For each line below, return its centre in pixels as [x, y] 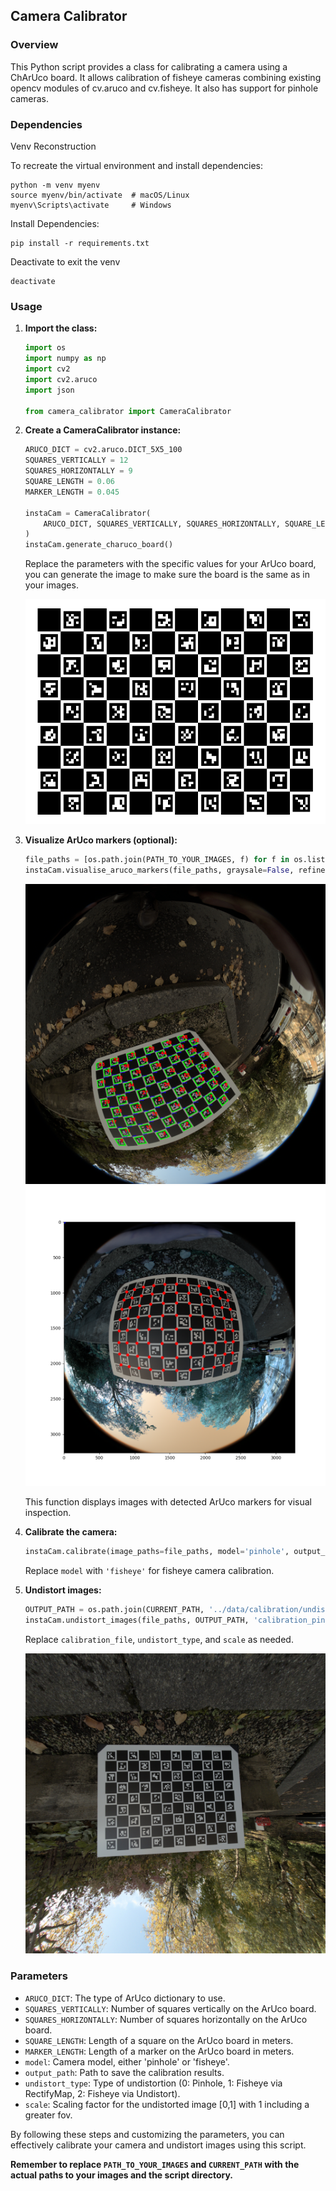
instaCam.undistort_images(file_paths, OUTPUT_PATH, [137, 1620]
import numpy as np [65, 359]
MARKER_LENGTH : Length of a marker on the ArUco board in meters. [159, 2051]
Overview [34, 45]
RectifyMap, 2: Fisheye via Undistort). [102, 2093]
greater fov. [48, 2115]
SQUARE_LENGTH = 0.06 [70, 482]
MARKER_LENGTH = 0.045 [72, 492]
